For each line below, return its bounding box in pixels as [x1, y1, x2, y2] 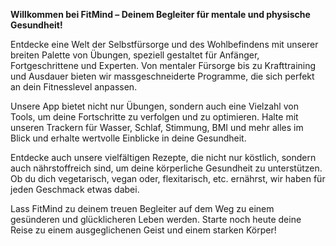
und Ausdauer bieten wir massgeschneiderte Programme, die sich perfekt [10, 70, 315, 82]
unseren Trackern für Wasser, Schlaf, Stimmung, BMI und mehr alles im [10, 122, 304, 133]
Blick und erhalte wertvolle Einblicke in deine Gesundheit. [10, 132, 247, 144]
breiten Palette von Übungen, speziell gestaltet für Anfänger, [10, 49, 260, 61]
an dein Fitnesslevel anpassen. [10, 81, 138, 93]
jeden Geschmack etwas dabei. [10, 184, 140, 195]
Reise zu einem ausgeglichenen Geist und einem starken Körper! [10, 224, 277, 236]
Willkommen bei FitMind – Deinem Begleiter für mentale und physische [10, 9, 311, 20]
